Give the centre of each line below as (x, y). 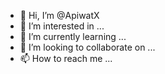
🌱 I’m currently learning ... (73, 36)
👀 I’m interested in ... (62, 26)
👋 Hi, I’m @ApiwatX (59, 15)
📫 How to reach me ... (66, 58)
